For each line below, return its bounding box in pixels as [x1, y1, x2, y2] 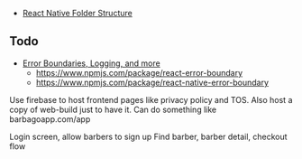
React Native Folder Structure [22, 8, 133, 18]
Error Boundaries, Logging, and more [22, 58, 160, 69]
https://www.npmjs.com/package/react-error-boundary [35, 67, 243, 78]
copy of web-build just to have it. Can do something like [9, 104, 217, 115]
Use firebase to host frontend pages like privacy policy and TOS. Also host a [9, 94, 293, 105]
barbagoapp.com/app [9, 113, 91, 125]
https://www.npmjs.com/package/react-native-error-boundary [35, 77, 269, 88]
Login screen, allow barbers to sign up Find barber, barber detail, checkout [9, 131, 288, 142]
